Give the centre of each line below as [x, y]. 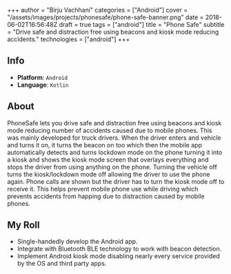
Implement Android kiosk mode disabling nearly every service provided [118, 256]
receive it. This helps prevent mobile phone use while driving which [103, 189]
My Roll [23, 225]
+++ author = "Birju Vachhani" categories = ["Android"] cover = [98, 10]
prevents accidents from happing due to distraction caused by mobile [106, 196]
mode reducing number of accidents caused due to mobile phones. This [110, 130]
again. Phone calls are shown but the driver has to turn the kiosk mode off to [116, 181]
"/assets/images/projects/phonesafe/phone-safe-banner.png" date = [106, 17]
